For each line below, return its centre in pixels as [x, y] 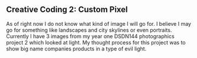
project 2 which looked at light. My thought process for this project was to [96, 42]
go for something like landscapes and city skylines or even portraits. [89, 30]
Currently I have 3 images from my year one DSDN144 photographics [91, 36]
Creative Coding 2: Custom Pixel [67, 10]
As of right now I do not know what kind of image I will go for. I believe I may [99, 23]
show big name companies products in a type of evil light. [76, 49]
